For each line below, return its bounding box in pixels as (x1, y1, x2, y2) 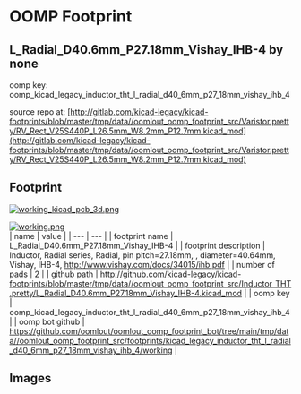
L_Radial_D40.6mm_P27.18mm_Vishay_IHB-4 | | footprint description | (9, 240, 266, 251)
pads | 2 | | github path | (9, 269, 99, 279)
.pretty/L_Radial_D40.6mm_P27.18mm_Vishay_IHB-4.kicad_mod (9, 287, 243, 298)
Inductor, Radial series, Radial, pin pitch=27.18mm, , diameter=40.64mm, (9, 249, 276, 261)
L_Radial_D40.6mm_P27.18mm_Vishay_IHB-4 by (9, 42, 284, 57)
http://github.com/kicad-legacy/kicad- (99, 269, 242, 279)
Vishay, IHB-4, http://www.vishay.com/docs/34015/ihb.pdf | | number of (9, 259, 276, 270)
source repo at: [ (9, 107, 71, 117)
